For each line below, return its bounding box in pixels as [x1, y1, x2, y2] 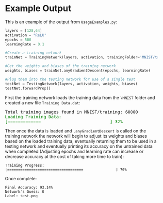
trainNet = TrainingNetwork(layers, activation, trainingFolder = [5, 55, 140, 60]
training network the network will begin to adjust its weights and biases [5, 133, 147, 139]
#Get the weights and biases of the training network [5, 64, 116, 69]
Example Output [5, 3, 72, 14]
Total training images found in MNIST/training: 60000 [5, 109, 138, 115]
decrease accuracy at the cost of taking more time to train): [5, 153, 124, 159]
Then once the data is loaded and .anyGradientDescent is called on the [5, 128, 147, 133]
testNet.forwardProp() [5, 86, 51, 91]
